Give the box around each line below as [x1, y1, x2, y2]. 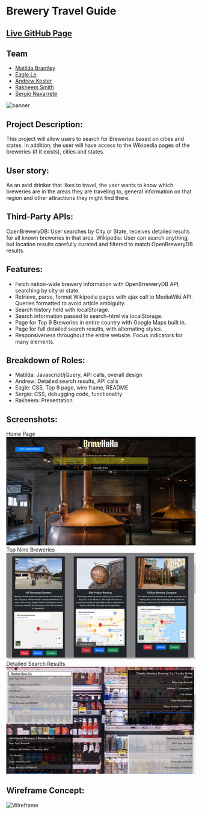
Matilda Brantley [14, 64, 56, 72]
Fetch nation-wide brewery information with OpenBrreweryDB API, [14, 280, 180, 287]
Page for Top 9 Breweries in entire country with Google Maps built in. [14, 318, 186, 326]
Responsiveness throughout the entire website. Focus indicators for [14, 331, 183, 338]
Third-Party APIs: [6, 212, 74, 222]
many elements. [14, 338, 55, 345]
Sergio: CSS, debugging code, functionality [14, 390, 123, 398]
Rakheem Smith [14, 84, 54, 91]
